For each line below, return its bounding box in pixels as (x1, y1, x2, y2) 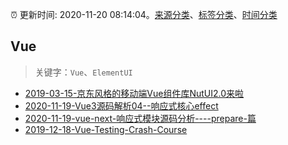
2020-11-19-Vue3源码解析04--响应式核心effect (24, 99, 219, 112)
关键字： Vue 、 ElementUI (34, 66, 133, 78)
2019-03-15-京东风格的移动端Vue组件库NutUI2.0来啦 (24, 87, 245, 99)
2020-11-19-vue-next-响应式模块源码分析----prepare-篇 (24, 112, 257, 124)
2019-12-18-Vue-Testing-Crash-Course (24, 123, 188, 135)
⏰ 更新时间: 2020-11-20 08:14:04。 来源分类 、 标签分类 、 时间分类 (10, 9, 278, 20)
